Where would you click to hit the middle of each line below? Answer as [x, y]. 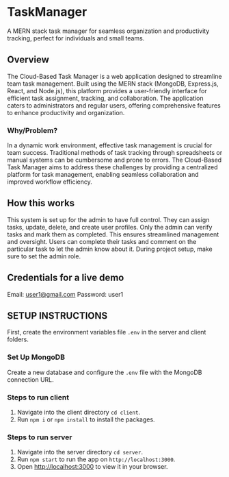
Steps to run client [38, 397]
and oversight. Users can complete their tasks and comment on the [102, 241]
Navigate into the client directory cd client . [79, 413]
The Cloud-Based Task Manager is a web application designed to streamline [114, 76]
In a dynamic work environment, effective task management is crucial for [110, 145]
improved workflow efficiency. [50, 182]
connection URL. [31, 379]
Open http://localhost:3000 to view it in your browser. [93, 467]
